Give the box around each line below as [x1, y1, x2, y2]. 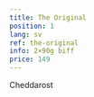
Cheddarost [9, 80, 54, 90]
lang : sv [9, 30, 42, 39]
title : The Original [9, 13, 88, 22]
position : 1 [9, 22, 54, 31]
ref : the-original [9, 38, 79, 48]
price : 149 [9, 55, 51, 64]
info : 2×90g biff [9, 47, 75, 56]
